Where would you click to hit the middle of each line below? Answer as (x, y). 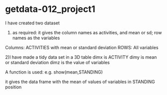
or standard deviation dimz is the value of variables (58, 62)
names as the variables (36, 38)
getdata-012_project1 (50, 9)
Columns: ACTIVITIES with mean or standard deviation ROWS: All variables (82, 47)
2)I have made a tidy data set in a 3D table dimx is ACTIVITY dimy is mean (81, 57)
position (13, 87)
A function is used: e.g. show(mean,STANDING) (54, 72)
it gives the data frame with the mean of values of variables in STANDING (80, 82)
